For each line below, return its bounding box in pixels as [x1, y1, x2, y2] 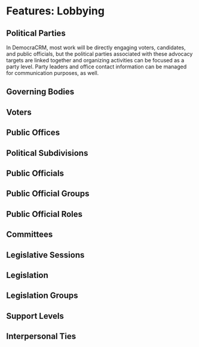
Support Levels [6, 310, 64, 321]
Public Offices [6, 128, 60, 138]
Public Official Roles [6, 209, 82, 219]
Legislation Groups [6, 291, 79, 301]
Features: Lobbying [6, 4, 105, 18]
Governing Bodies [6, 87, 75, 97]
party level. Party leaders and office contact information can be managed [6, 63, 187, 70]
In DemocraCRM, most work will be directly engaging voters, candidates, [6, 44, 186, 51]
